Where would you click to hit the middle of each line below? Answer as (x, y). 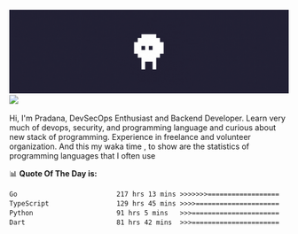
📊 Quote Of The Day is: (53, 174)
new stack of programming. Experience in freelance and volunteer (130, 137)
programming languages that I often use (82, 156)
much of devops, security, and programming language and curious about (143, 128)
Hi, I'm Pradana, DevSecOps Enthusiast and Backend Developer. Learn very (148, 118)
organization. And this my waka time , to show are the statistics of (129, 146)
